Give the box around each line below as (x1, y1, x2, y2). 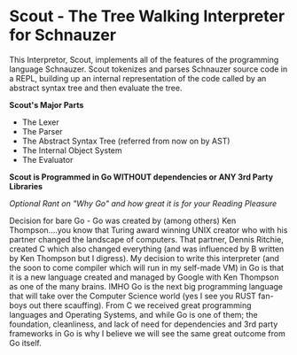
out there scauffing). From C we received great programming (28, 299, 252, 311)
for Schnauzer (9, 25, 117, 45)
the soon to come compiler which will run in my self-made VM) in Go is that (9, 262, 285, 273)
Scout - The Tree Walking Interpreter (9, 6, 285, 27)
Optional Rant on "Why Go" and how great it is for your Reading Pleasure (9, 197, 277, 209)
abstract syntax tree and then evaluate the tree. (9, 82, 183, 93)
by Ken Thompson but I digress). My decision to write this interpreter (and (9, 252, 279, 263)
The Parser (21, 126, 64, 136)
